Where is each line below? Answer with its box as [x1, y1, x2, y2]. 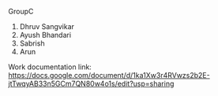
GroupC [8, 7, 34, 16]
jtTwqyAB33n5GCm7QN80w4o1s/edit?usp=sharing [8, 79, 175, 88]
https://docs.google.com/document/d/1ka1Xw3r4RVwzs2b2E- [8, 71, 211, 79]
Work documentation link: [8, 62, 92, 72]
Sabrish [19, 39, 45, 48]
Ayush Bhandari [19, 31, 72, 39]
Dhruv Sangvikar [19, 22, 75, 31]
